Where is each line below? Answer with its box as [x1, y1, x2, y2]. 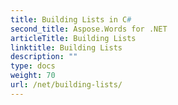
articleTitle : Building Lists [10, 33, 137, 43]
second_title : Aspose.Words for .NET [10, 24, 168, 34]
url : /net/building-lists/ [10, 80, 123, 90]
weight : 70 [10, 71, 56, 81]
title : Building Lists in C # [10, 14, 132, 25]
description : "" [10, 52, 78, 62]
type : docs [10, 61, 56, 71]
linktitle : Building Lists [10, 42, 123, 53]
